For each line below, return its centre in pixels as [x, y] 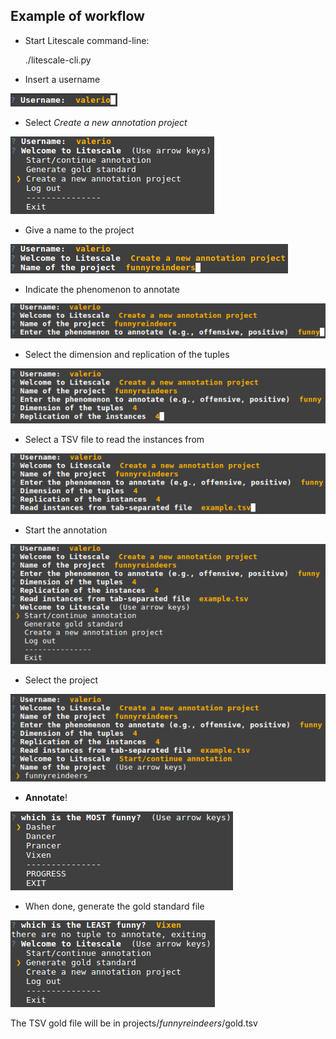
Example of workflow [77, 16]
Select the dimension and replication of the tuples [127, 355]
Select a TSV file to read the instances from [114, 439]
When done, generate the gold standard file [114, 906]
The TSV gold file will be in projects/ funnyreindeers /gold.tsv [134, 1023]
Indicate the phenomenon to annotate [102, 289]
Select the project [61, 680]
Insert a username [62, 79]
